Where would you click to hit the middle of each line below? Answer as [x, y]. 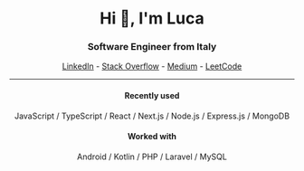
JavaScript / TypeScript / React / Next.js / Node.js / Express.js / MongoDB [152, 116]
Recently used [152, 96]
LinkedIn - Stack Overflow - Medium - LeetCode [152, 66]
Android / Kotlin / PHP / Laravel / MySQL [152, 157]
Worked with [152, 137]
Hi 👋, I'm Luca [152, 19]
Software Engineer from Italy [152, 47]
